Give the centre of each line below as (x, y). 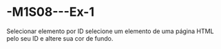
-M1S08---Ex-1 (50, 12)
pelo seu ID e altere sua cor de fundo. (60, 38)
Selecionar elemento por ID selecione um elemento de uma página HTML (110, 31)
